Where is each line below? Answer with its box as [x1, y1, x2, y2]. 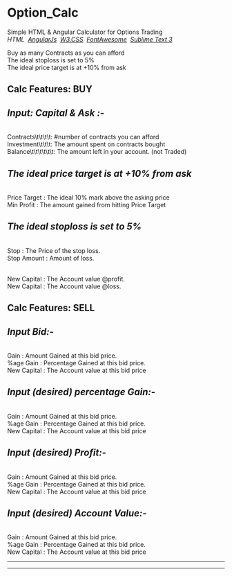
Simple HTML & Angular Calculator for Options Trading [7, 28, 163, 36]
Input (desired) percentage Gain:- [7, 386, 156, 398]
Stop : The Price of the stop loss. [7, 246, 101, 254]
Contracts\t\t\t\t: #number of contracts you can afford [7, 133, 159, 141]
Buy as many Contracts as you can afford [7, 49, 125, 57]
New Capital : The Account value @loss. [7, 282, 122, 290]
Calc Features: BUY [7, 83, 93, 95]
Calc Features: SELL [7, 302, 95, 314]
